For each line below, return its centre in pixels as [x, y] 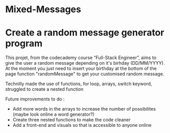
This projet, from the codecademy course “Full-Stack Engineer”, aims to [81, 58]
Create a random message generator [85, 33]
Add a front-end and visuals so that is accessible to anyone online [82, 125]
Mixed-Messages [43, 9]
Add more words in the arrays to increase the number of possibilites [84, 109]
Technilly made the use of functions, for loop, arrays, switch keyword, [79, 84]
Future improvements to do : [35, 99]
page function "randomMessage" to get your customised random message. [85, 74]
